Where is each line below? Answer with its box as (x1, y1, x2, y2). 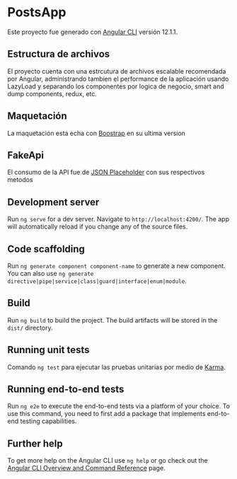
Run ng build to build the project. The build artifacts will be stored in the (7, 316, 218, 324)
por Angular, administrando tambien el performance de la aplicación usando (7, 74, 229, 83)
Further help (7, 437, 64, 449)
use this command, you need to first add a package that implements (7, 410, 206, 418)
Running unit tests (7, 344, 90, 356)
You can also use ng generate (7, 270, 94, 277)
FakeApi (7, 149, 45, 161)
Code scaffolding (7, 243, 85, 255)
